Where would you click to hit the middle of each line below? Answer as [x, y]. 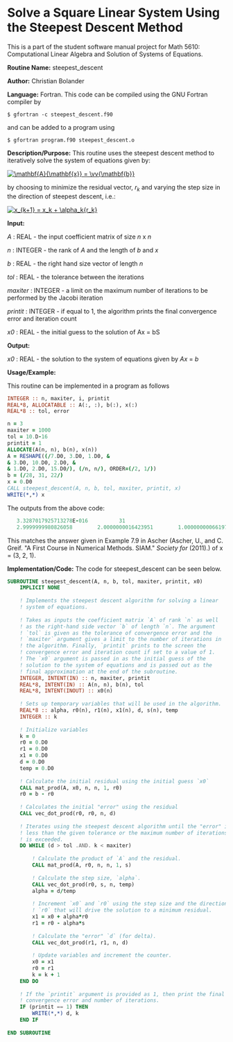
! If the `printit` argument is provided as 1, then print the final [122, 994]
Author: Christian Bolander [46, 80]
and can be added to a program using [61, 127]
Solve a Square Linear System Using [114, 13]
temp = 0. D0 [37, 768]
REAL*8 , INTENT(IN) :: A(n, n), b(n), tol [82, 685]
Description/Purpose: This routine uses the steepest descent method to [111, 153]
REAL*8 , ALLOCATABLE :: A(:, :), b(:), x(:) [72, 405]
